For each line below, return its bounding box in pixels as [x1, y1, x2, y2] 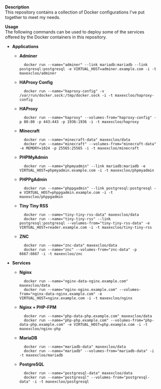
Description [5, 4, 30, 10]
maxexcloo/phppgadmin [19, 194, 63, 199]
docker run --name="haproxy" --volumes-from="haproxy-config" [23, 115, 152, 120]
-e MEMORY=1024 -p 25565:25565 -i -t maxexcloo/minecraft [19, 146, 139, 151]
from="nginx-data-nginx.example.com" [19, 291, 96, 296]
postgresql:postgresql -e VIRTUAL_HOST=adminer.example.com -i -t [19, 67, 157, 71]
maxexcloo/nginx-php [19, 326, 61, 331]
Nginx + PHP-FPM [19, 304, 57, 310]
